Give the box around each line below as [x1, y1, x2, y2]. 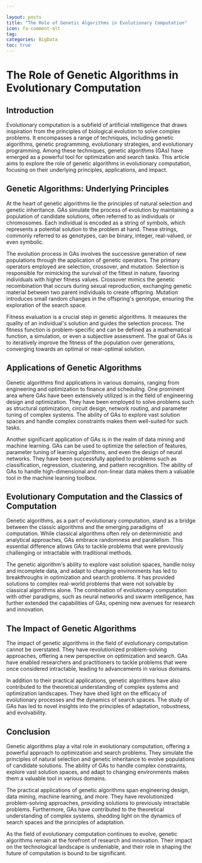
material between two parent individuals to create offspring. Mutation [6, 288, 178, 296]
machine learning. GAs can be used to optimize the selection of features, [6, 442, 188, 449]
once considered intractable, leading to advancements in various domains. [6, 665, 192, 672]
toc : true [6, 42, 31, 48]
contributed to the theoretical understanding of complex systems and [6, 683, 179, 691]
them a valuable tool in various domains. [6, 775, 107, 782]
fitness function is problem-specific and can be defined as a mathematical [6, 326, 191, 333]
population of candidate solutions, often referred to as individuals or [6, 212, 175, 220]
